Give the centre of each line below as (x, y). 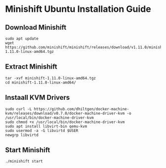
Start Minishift (28, 150)
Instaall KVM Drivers (38, 98)
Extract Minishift (31, 67)
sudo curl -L (19, 109)
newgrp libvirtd (22, 135)
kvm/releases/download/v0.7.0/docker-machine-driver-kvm (65, 113)
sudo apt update (22, 39)
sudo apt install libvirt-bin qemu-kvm (46, 126)
